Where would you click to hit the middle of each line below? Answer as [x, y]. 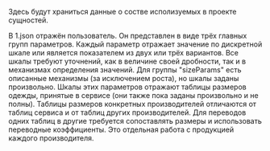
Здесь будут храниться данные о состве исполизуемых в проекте [123, 12]
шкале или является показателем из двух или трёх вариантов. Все [124, 53]
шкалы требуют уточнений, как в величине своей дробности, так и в [127, 61]
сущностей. [28, 20]
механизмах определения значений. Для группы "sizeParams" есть [125, 70]
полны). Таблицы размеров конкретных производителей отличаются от [132, 104]
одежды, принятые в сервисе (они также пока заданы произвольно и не [134, 95]
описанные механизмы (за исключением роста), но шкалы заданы [124, 78]
